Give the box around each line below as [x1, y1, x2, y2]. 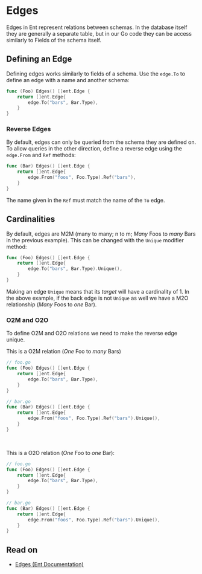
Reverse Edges [6, 125, 51, 134]
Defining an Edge [6, 54, 72, 64]
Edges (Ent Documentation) [14, 561, 84, 568]
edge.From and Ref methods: [6, 152, 77, 159]
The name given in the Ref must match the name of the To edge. [6, 196, 165, 204]
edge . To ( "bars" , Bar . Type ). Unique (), [28, 266, 122, 272]
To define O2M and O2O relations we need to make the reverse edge [6, 330, 178, 337]
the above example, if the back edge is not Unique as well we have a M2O [6, 294, 189, 302]
